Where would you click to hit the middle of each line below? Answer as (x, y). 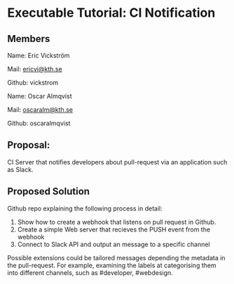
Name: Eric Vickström (39, 55)
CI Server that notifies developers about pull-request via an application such (117, 162)
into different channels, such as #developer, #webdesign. (90, 272)
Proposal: (29, 145)
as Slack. (20, 169)
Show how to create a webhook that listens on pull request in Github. (117, 222)
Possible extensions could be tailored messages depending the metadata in (116, 257)
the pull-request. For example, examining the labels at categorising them (112, 265)
